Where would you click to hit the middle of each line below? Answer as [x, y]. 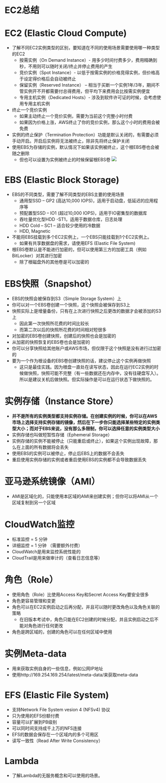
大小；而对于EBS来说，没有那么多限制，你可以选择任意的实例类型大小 [88, 428]
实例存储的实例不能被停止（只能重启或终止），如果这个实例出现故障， [83, 441]
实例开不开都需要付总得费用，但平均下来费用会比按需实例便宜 [87, 91]
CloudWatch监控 [40, 525]
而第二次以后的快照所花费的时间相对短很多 [63, 330]
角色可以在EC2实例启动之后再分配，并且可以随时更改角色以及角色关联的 [86, 607]
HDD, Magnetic [35, 231]
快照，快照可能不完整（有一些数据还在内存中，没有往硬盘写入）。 [94, 373]
